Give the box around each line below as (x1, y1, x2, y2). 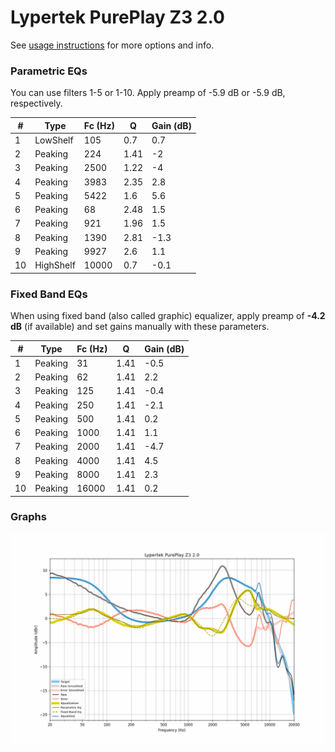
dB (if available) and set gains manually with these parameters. (10, 321, 270, 333)
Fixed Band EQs (10, 287, 88, 301)
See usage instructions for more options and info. (10, 39, 215, 51)
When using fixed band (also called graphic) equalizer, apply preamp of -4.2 (10, 310, 326, 322)
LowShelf (34, 134, 74, 146)
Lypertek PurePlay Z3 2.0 (10, 6, 225, 29)
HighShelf (34, 259, 76, 271)
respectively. (10, 97, 63, 110)
